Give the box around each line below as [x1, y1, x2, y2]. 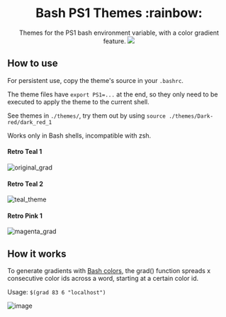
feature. [103, 37, 126, 45]
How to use [7, 57, 58, 69]
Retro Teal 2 [7, 179, 44, 188]
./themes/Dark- [169, 112, 214, 120]
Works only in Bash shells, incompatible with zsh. [7, 131, 152, 140]
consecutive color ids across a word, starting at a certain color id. [7, 274, 199, 283]
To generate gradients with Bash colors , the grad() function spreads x [7, 267, 211, 275]
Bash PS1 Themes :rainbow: [35, 5, 203, 21]
